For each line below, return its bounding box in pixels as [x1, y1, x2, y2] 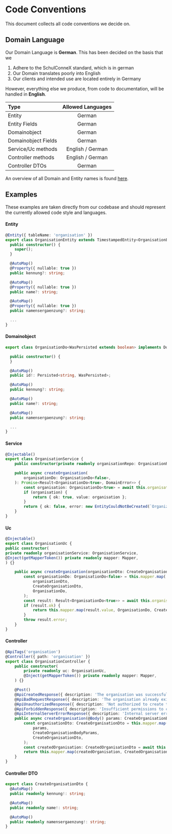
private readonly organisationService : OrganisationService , [5, 551, 139, 556]
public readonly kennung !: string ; [10, 791, 86, 796]
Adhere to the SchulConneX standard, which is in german [12, 64, 134, 70]
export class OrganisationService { [5, 456, 83, 462]
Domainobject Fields [8, 137, 57, 144]
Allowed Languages [62, 103, 112, 110]
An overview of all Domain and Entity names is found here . [5, 175, 129, 181]
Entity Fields [8, 120, 37, 127]
